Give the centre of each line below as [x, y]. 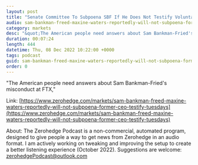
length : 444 [21, 45]
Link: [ [14, 101]
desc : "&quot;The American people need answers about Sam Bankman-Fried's [100, 34]
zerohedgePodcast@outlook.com [47, 156]
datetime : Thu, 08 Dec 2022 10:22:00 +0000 [60, 50]
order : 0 [17, 66]
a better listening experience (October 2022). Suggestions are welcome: [94, 150]
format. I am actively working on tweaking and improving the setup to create [99, 143]
